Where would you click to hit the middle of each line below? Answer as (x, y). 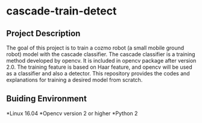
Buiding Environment (47, 99)
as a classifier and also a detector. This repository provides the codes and (98, 73)
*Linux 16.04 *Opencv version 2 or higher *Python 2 (72, 113)
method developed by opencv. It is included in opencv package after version (101, 61)
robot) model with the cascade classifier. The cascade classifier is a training (101, 54)
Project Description (43, 33)
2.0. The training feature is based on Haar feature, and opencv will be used (99, 67)
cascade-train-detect (62, 11)
